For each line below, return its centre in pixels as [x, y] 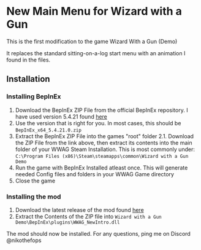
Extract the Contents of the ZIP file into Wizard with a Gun [88, 216]
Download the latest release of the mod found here [79, 209]
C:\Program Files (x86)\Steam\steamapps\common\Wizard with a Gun [102, 156]
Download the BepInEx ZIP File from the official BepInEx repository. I [101, 110]
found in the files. [28, 60]
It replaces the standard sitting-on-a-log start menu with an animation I [96, 53]
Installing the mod [34, 197]
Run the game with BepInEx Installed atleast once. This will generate [101, 168]
